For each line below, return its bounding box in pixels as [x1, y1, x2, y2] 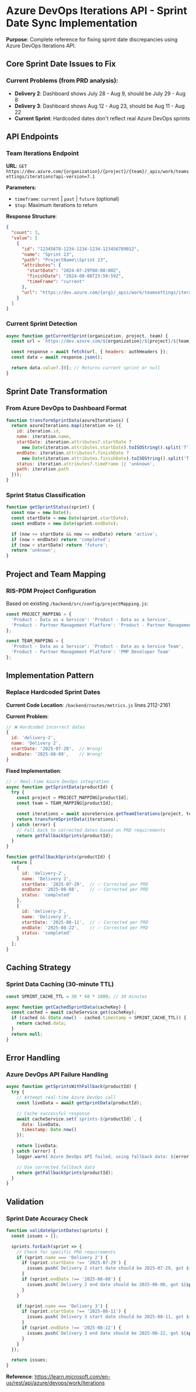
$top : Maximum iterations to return [14, 202, 98, 209]
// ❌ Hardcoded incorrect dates [6, 724, 86, 730]
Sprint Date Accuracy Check [6, 1214, 89, 1222]
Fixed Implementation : [6, 767, 62, 774]
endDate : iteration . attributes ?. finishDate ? [16, 450, 129, 456]
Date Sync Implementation [6, 16, 138, 30]
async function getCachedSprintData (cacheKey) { [6, 1004, 127, 1010]
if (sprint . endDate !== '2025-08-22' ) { [21, 1325, 121, 1331]
